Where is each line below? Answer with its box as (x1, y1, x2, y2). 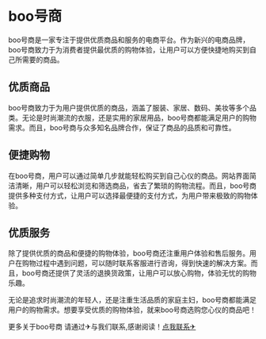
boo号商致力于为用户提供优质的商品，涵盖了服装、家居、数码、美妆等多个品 (8, 102, 257, 112)
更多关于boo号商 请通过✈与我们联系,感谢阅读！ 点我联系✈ (8, 322, 196, 332)
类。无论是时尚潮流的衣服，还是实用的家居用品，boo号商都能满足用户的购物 (8, 113, 257, 122)
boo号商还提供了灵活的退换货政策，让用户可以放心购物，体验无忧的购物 (21, 268, 257, 278)
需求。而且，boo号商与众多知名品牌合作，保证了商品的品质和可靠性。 (8, 122, 236, 132)
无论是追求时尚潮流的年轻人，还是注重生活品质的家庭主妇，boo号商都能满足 (8, 295, 257, 305)
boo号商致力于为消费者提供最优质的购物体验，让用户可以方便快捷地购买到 (8, 44, 250, 54)
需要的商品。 (21, 55, 64, 64)
